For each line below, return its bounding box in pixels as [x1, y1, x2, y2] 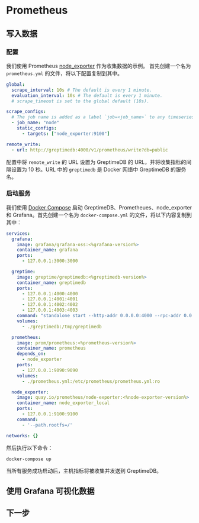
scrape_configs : [6, 109, 46, 115]
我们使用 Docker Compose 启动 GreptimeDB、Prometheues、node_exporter [6, 204, 192, 211]
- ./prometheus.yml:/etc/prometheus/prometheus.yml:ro [21, 378, 161, 385]
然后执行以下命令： [6, 444, 53, 451]
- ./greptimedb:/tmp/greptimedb [21, 324, 102, 330]
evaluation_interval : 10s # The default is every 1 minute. [11, 92, 163, 98]
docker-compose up [6, 456, 52, 462]
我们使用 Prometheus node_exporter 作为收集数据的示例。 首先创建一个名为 [6, 62, 191, 69]
